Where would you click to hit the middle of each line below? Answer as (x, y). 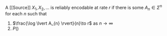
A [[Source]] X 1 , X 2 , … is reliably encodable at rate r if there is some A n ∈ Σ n (83, 8)
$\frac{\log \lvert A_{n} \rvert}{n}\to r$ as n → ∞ (63, 23)
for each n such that (26, 14)
